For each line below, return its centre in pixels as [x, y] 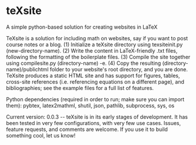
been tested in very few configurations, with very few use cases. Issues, [94, 123]
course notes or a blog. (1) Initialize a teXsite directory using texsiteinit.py [94, 44]
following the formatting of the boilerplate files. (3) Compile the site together [98, 57]
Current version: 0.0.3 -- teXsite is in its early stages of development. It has [97, 117]
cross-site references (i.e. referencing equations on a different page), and [95, 82]
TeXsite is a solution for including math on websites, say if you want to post [97, 38]
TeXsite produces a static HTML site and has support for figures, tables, [93, 75]
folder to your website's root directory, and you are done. [119, 69]
